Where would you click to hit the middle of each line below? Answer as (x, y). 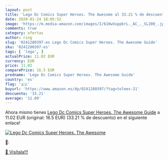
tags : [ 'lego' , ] (24, 51)
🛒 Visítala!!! (17, 152)
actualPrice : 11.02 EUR (30, 56)
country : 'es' (20, 79)
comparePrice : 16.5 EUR (30, 70)
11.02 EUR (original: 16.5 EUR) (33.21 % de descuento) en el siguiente (76, 117)
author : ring (19, 38)
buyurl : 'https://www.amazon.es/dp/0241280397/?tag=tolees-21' (72, 89)
